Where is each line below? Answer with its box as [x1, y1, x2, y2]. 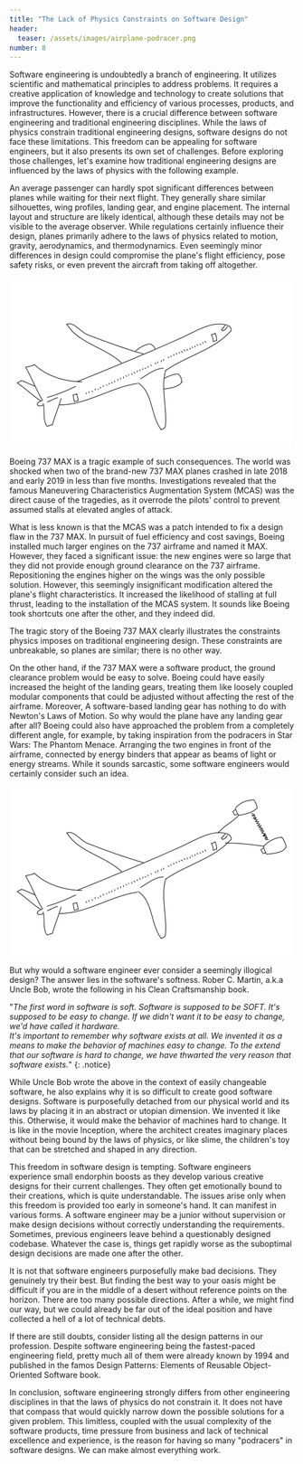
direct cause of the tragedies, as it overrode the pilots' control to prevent [9, 495, 280, 505]
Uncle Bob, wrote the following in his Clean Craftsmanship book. [9, 984, 250, 995]
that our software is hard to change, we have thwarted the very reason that [9, 1050, 292, 1061]
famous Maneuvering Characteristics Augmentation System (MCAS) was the [9, 485, 295, 496]
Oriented [9, 1370, 43, 1381]
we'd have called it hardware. [9, 1021, 120, 1032]
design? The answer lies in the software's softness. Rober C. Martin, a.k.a [9, 975, 284, 986]
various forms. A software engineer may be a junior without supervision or [9, 1210, 287, 1221]
